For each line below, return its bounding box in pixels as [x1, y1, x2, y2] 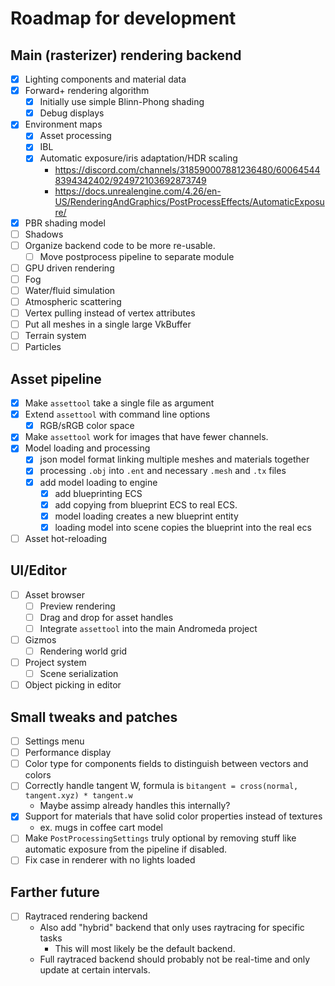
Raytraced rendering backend [24, 910, 148, 922]
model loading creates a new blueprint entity [54, 510, 239, 522]
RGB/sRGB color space [39, 420, 135, 432]
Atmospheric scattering [24, 295, 122, 307]
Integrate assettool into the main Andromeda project [39, 622, 258, 634]
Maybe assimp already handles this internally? [39, 800, 231, 812]
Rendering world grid [39, 645, 128, 657]
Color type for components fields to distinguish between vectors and [24, 758, 309, 770]
